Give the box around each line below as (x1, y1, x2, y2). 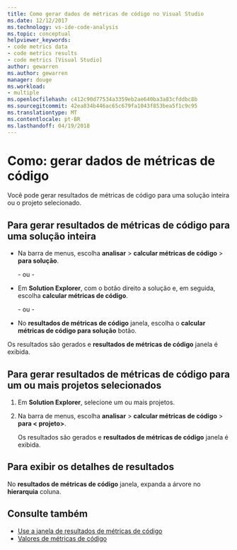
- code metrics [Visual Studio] (7, 57, 103, 64)
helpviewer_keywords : (7, 37, 71, 44)
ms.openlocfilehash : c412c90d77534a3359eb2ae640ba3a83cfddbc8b (7, 96, 198, 103)
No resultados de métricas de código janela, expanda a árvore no (7, 479, 201, 488)
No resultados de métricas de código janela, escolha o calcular (17, 319, 206, 328)
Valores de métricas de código (17, 534, 108, 542)
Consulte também (7, 508, 88, 520)
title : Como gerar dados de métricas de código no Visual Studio (7, 10, 204, 18)
